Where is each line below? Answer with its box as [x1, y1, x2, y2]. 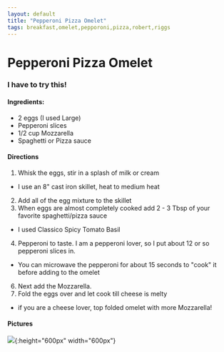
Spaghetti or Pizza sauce [17, 136, 91, 145]
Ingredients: [7, 98, 45, 106]
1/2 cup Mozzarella [17, 129, 73, 137]
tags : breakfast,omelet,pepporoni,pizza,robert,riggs [7, 24, 171, 31]
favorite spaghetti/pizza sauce [17, 211, 108, 220]
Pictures [7, 319, 34, 328]
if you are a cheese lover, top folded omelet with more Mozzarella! [17, 303, 213, 311]
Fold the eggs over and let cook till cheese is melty [17, 289, 168, 298]
